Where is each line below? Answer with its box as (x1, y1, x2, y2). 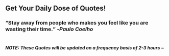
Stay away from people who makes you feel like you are (8, 19, 149, 26)
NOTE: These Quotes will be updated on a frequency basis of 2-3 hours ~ (5, 44, 164, 50)
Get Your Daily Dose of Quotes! (5, 4, 106, 13)
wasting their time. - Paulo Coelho (5, 25, 93, 33)
